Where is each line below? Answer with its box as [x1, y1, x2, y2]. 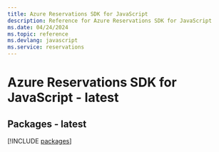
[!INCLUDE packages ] [7, 137, 72, 145]
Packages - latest [7, 118, 87, 130]
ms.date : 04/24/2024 [7, 24, 69, 31]
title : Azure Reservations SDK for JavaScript [7, 10, 148, 18]
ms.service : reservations [7, 44, 84, 51]
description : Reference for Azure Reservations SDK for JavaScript [7, 17, 213, 24]
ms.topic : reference [7, 30, 69, 38]
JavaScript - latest [7, 90, 119, 106]
